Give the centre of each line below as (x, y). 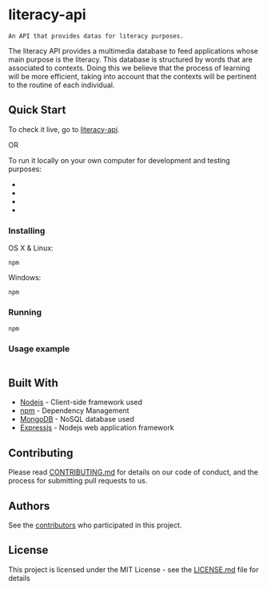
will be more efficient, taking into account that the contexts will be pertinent (133, 76)
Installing (27, 230)
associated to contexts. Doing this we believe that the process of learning (129, 68)
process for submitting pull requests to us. (78, 481)
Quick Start (37, 110)
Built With (33, 383)
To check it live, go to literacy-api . (64, 129)
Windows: (25, 278)
